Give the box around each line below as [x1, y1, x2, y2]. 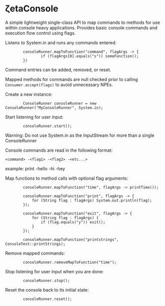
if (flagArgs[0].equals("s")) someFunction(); [40, 53, 139, 59]
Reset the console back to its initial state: [5, 287, 89, 293]
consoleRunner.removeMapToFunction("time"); [23, 260, 117, 265]
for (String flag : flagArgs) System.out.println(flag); [31, 198, 153, 203]
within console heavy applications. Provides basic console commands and [5, 24, 158, 30]
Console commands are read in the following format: [5, 147, 113, 153]
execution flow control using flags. [5, 30, 76, 36]
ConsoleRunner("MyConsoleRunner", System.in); [5, 105, 103, 110]
